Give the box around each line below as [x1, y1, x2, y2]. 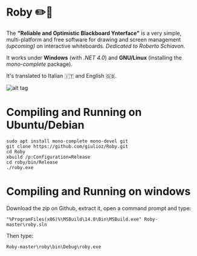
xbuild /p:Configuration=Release [6, 154, 91, 160]
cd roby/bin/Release [6, 159, 59, 165]
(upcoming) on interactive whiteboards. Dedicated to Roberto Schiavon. [6, 42, 186, 50]
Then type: [6, 232, 34, 239]
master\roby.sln [6, 222, 47, 228]
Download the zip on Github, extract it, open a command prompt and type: [6, 204, 192, 212]
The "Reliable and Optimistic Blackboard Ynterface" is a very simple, [6, 29, 182, 37]
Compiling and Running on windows [6, 185, 191, 199]
